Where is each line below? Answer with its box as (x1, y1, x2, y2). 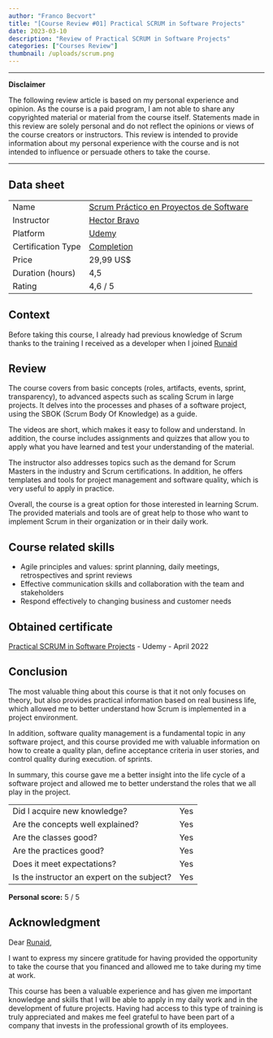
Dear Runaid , (8, 937, 52, 947)
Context (8, 308, 50, 322)
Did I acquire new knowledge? (12, 805, 128, 816)
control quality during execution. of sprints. (8, 754, 153, 763)
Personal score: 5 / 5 (8, 892, 80, 902)
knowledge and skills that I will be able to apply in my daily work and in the (8, 994, 258, 1004)
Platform (12, 227, 45, 239)
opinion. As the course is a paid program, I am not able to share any (8, 104, 236, 114)
